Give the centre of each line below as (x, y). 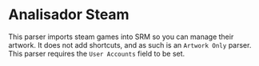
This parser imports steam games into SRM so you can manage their (121, 37)
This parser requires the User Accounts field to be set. (97, 53)
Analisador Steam (69, 15)
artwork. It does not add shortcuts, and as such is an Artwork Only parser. (130, 45)
